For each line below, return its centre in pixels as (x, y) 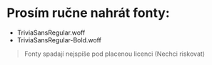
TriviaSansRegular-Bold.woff (59, 40)
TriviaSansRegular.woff (51, 32)
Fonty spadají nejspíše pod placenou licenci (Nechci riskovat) (114, 54)
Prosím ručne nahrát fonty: (89, 13)
